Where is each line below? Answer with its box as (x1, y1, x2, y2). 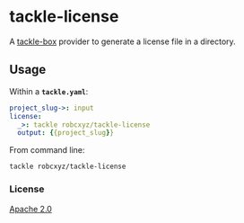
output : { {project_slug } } (17, 129, 115, 138)
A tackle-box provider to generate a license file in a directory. (9, 36, 236, 47)
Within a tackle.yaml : (9, 85, 89, 96)
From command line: (9, 145, 85, 156)
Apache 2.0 (9, 203, 52, 214)
